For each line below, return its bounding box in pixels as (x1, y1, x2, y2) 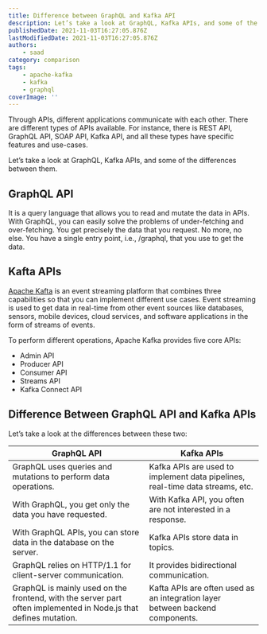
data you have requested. (12, 508, 107, 519)
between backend (149, 602, 217, 613)
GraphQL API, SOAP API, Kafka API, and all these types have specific (8, 132, 234, 142)
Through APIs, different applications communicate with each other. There (8, 115, 249, 124)
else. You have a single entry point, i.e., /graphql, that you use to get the (8, 234, 244, 243)
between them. (8, 164, 58, 173)
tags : (8, 64, 26, 72)
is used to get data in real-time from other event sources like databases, (8, 303, 245, 313)
